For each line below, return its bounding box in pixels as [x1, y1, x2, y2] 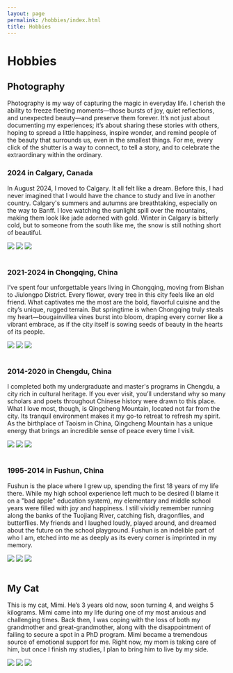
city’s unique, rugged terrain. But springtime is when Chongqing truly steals [7, 305, 224, 314]
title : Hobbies [7, 23, 51, 30]
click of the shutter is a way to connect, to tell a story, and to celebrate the [7, 143, 220, 152]
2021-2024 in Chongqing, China [7, 267, 118, 277]
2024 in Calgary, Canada [7, 168, 93, 178]
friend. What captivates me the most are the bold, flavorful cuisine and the [7, 298, 220, 306]
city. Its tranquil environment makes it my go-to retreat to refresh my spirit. [7, 412, 221, 421]
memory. [7, 540, 33, 549]
